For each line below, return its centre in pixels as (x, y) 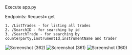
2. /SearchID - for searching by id (42, 30)
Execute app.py (21, 7)
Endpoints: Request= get (30, 16)
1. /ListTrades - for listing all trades (48, 26)
